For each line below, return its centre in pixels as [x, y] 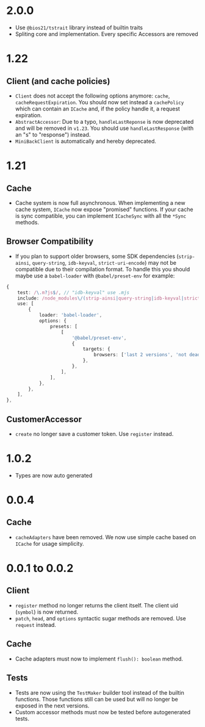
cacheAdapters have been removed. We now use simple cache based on [106, 537]
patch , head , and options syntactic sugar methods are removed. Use [100, 618]
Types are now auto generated [54, 475]
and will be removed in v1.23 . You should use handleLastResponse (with [104, 128]
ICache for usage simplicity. [49, 543]
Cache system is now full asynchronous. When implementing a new [100, 202]
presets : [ [64, 326]
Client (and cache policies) [58, 81]
